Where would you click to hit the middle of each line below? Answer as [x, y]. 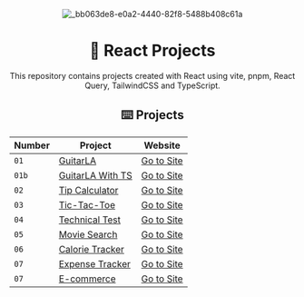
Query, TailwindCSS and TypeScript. [152, 85]
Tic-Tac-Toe [87, 204]
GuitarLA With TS [96, 175]
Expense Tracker [95, 263]
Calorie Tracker [92, 249]
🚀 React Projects [152, 51]
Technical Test [89, 220]
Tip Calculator [88, 190]
